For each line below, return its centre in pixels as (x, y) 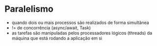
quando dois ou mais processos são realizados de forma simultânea (80, 23)
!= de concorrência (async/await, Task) (51, 27)
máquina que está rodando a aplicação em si (57, 38)
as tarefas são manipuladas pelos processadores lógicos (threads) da (82, 33)
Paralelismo (29, 9)
